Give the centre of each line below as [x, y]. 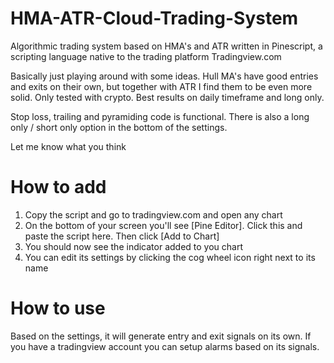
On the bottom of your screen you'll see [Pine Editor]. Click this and [163, 225]
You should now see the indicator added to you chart [134, 246]
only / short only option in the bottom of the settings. [119, 127]
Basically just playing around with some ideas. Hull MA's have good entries [164, 76]
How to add [58, 187]
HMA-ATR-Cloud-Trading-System [154, 18]
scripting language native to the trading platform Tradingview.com [146, 56]
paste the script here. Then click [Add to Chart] [122, 236]
